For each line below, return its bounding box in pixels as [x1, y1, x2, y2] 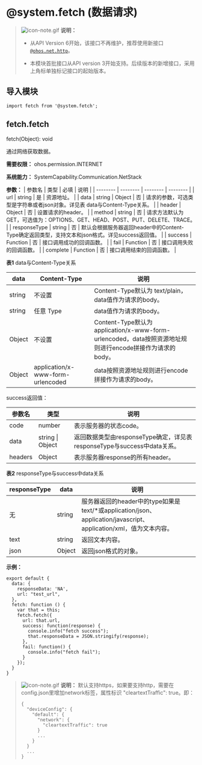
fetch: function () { [11, 601, 66, 608]
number [38, 421, 61, 429]
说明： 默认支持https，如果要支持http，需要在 [60, 681, 174, 689]
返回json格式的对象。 [81, 547, 142, 555]
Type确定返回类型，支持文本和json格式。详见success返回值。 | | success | [6, 231, 192, 238]
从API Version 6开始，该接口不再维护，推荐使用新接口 [29, 39, 164, 46]
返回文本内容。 [81, 535, 124, 544]
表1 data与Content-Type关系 [6, 259, 76, 266]
